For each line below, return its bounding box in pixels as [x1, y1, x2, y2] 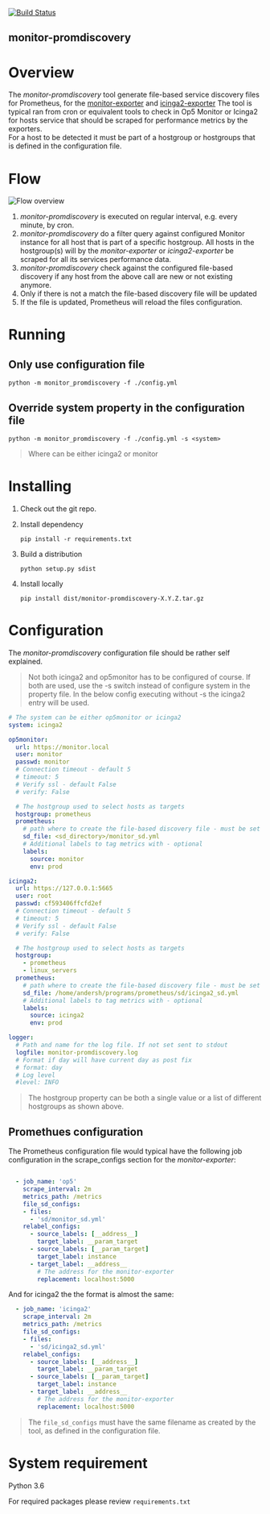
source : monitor [29, 855, 84, 863]
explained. [8, 656, 43, 666]
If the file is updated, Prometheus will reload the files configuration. [19, 297, 243, 307]
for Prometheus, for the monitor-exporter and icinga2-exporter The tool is [8, 98, 252, 108]
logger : [8, 1034, 35, 1042]
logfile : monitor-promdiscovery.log [15, 1048, 138, 1056]
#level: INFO [15, 1079, 59, 1087]
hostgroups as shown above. [27, 1101, 125, 1112]
